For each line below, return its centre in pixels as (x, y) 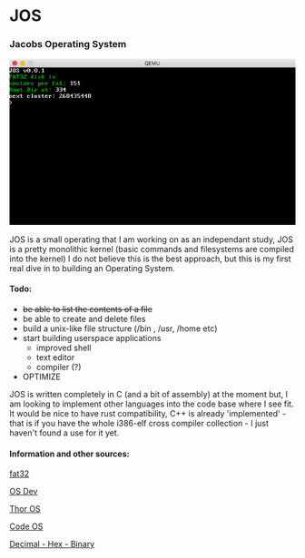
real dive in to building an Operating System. (92, 268)
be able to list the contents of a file (87, 309)
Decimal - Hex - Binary (52, 544)
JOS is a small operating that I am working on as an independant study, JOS (151, 239)
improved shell (64, 348)
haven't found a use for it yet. (64, 433)
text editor (55, 357)
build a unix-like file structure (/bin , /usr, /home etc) (120, 328)
